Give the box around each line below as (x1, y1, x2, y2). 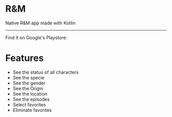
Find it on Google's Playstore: (5, 34, 68, 41)
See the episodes (12, 96, 50, 102)
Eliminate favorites (12, 107, 52, 113)
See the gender (12, 80, 46, 86)
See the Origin (12, 85, 44, 92)
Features (5, 52, 44, 64)
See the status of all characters (12, 69, 79, 75)
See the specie (12, 74, 45, 80)
